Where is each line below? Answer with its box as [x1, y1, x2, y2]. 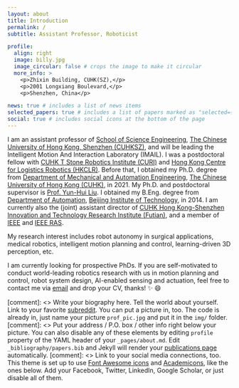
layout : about [7, 10, 50, 18]
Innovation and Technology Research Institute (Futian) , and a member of [7, 211, 220, 219]
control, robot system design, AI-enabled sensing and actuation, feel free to [7, 276, 230, 285]
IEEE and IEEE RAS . [7, 218, 64, 226]
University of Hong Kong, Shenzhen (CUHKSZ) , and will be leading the [7, 142, 215, 151]
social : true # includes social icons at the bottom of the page [7, 115, 205, 123]
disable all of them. [7, 373, 63, 382]
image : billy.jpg [14, 56, 65, 64]
